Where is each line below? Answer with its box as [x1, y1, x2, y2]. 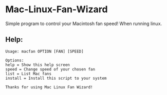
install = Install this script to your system [5, 76, 107, 81]
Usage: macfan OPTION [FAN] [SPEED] [5, 49, 84, 54]
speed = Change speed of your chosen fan [5, 66, 96, 72]
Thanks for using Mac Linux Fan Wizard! [5, 84, 94, 90]
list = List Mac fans [5, 71, 52, 76]
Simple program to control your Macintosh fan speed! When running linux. [5, 20, 162, 27]
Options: [5, 58, 24, 63]
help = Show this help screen [5, 62, 70, 67]
